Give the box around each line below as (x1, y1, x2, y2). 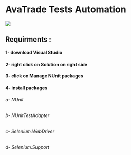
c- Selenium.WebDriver (5, 128, 55, 134)
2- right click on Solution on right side (5, 61, 88, 67)
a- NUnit (5, 96, 24, 103)
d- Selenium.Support (5, 144, 50, 150)
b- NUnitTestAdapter (5, 112, 50, 119)
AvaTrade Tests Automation (5, 4, 127, 15)
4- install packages (5, 85, 48, 91)
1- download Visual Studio (5, 49, 63, 55)
